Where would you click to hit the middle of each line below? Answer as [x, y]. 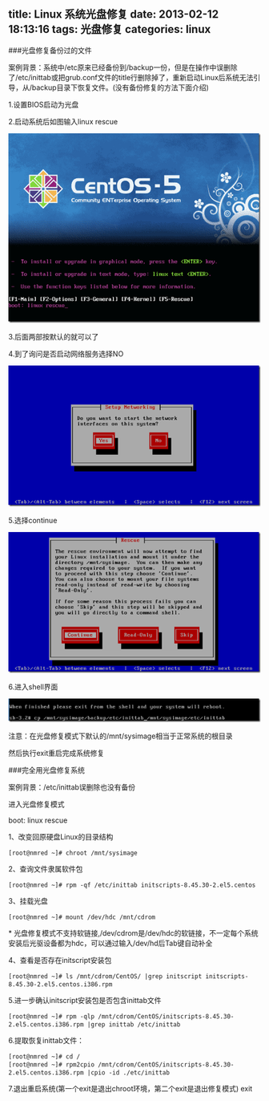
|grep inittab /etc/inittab [134, 1025]
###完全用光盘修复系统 [47, 770]
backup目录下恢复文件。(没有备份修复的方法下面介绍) [120, 87]
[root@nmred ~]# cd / [44, 1057]
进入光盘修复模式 [36, 804]
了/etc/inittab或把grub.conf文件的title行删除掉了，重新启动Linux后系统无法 [131, 77]
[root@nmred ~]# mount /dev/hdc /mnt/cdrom [82, 917]
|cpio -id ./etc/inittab [128, 1073]
